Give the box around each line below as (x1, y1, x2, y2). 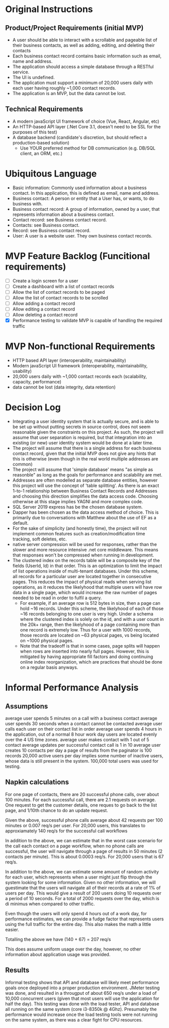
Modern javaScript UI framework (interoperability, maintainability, (12, 363, 148, 369)
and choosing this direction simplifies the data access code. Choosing (12, 493, 158, 499)
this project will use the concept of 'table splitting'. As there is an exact (12, 483, 159, 489)
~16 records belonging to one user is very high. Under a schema (20, 611, 153, 617)
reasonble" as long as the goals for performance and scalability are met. (12, 472, 162, 478)
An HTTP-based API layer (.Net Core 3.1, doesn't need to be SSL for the (12, 123, 161, 129)
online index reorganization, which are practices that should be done (20, 659, 162, 665)
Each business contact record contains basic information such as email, (12, 53, 162, 59)
